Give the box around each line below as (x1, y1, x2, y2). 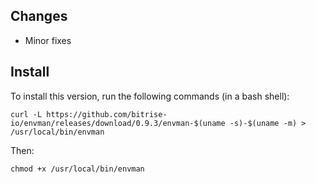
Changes (10, 8, 68, 25)
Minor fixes (24, 34, 72, 46)
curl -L (10, 109, 43, 119)
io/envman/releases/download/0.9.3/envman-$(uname (10, 118, 226, 128)
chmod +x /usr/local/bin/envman (10, 164, 145, 174)
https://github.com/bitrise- (46, 109, 168, 119)
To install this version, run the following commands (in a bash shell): (10, 90, 290, 102)
